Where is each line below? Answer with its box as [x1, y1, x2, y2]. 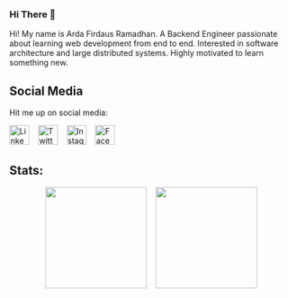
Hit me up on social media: [9, 107, 108, 118]
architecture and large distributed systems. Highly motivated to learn [9, 48, 264, 59]
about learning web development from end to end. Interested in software [9, 38, 279, 49]
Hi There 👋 [9, 8, 56, 21]
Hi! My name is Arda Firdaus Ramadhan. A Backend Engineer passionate [9, 29, 278, 40]
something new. [9, 58, 68, 68]
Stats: [9, 162, 44, 178]
